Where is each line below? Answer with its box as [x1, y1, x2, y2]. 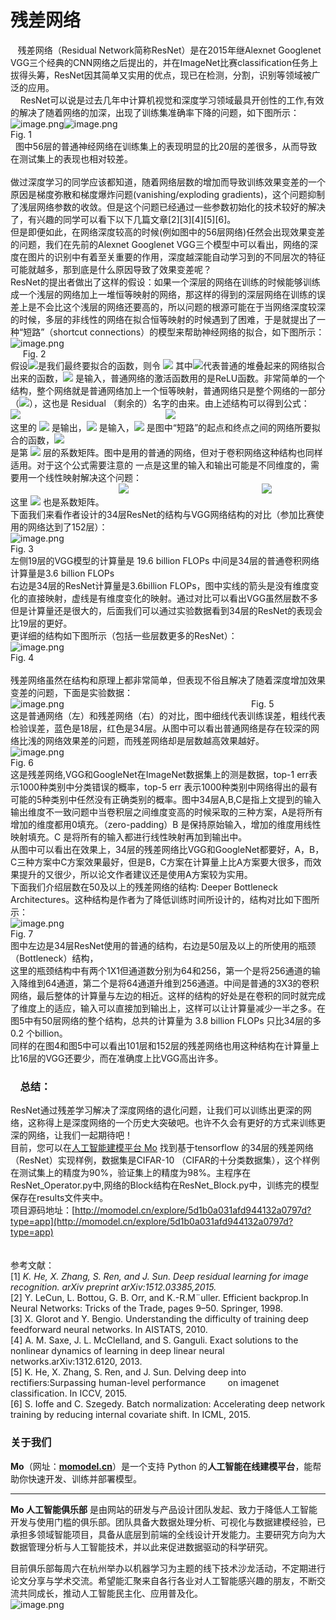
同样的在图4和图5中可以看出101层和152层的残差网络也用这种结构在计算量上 [10, 1039, 320, 1051]
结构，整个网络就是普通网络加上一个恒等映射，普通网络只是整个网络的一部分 [10, 384, 326, 396]
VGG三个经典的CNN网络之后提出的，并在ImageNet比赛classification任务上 [10, 56, 318, 68]
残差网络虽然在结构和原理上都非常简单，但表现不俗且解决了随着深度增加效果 [10, 674, 326, 686]
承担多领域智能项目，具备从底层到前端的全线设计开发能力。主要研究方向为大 [10, 1528, 326, 1540]
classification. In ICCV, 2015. [10, 1387, 128, 1400]
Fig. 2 [22, 347, 47, 360]
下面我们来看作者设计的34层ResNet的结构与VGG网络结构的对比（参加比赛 [10, 508, 316, 520]
